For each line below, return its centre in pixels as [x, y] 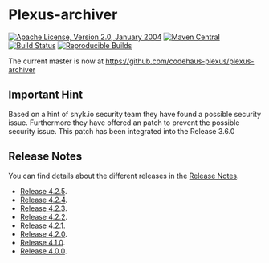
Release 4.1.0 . [43, 242]
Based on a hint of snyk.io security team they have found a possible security [135, 114]
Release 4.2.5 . [43, 191]
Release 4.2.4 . [44, 200]
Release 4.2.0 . [44, 233]
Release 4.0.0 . [43, 251]
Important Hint [46, 95]
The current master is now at [56, 61]
